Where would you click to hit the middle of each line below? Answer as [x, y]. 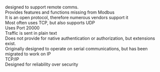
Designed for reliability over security [42, 64]
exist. [11, 43]
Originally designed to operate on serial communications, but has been [76, 49]
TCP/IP [12, 59]
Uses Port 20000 [23, 28]
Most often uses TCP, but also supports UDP [50, 23]
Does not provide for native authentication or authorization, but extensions [80, 38]
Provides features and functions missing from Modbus [60, 12]
